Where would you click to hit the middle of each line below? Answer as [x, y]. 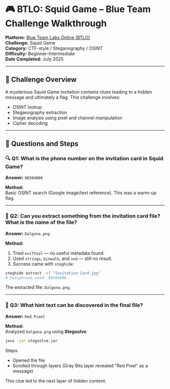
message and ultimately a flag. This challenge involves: [63, 97]
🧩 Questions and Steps [42, 144]
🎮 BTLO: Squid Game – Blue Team [78, 9]
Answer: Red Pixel [25, 316]
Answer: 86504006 [24, 178]
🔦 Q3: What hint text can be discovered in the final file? [74, 305]
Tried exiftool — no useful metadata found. [59, 253]
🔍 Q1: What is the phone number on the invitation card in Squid [84, 158]
